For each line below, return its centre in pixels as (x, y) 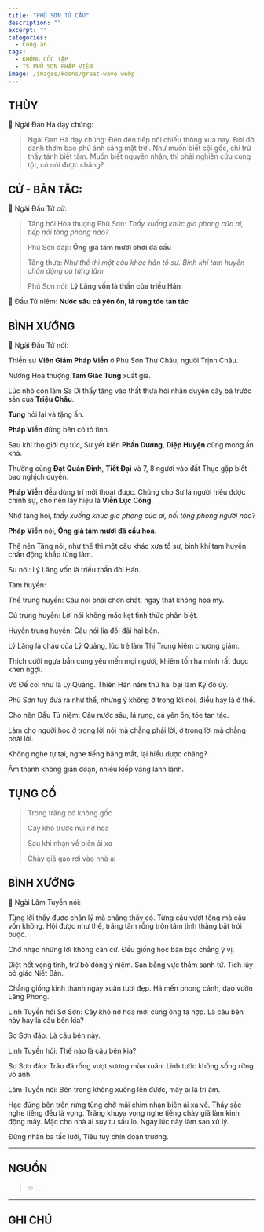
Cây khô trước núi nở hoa (68, 828)
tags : (17, 52)
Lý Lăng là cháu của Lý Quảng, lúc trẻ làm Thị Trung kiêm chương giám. (124, 646)
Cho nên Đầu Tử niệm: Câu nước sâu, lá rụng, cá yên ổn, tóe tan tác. (119, 715)
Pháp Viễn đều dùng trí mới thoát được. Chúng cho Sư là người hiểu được (127, 492)
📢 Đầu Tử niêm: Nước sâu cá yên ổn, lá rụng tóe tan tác (99, 302)
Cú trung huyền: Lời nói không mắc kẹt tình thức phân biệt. (103, 616)
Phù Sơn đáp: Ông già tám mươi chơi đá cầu (99, 248)
